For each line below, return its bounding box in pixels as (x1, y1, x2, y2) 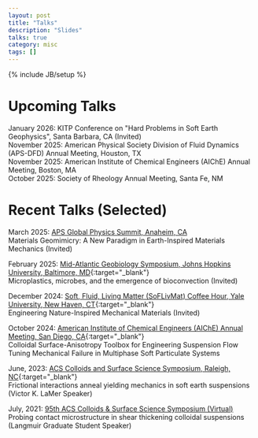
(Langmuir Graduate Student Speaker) (8, 421, 132, 430)
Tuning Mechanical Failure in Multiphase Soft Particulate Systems (8, 348, 220, 358)
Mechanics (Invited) (8, 243, 73, 253)
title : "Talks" (8, 19, 58, 27)
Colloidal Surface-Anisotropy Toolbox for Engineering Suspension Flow (8, 340, 238, 349)
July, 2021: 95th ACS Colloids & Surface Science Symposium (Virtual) (8, 403, 234, 414)
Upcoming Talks (8, 98, 116, 115)
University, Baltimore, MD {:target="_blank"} (8, 267, 149, 277)
